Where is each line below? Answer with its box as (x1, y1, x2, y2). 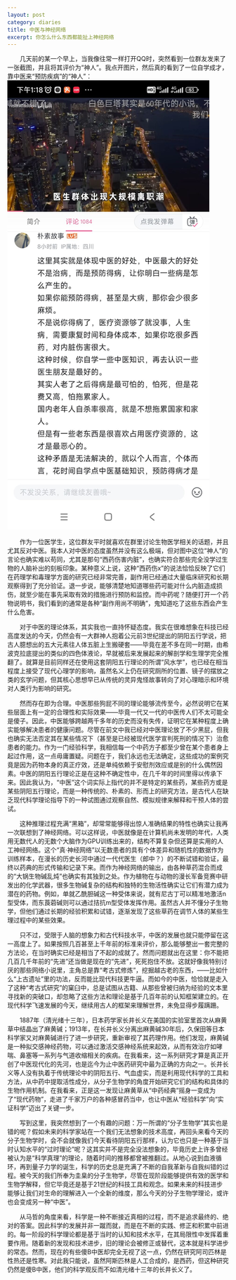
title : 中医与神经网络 (7, 26, 67, 33)
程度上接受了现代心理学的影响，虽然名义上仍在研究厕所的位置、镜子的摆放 (7, 667, 223, 675)
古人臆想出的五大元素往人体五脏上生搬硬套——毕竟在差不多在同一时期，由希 (7, 640, 229, 649)
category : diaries (7, 18, 61, 26)
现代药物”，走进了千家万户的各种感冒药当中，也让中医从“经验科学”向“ (16, 1095, 218, 1104)
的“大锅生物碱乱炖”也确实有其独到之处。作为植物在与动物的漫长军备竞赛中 (7, 872, 223, 880)
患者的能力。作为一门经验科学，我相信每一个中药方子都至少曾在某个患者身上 (7, 743, 229, 751)
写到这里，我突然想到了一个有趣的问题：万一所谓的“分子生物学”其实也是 (20, 1119, 228, 1127)
